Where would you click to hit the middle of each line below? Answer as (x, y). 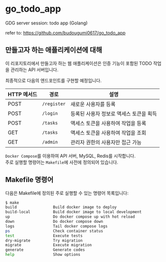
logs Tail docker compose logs (57, 226)
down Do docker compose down (54, 222)
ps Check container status (54, 231)
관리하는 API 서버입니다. (35, 70)
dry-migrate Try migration (44, 240)
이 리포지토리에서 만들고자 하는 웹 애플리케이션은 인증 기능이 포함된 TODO (79, 63)
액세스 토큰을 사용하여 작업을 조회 (108, 133)
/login (50, 113)
